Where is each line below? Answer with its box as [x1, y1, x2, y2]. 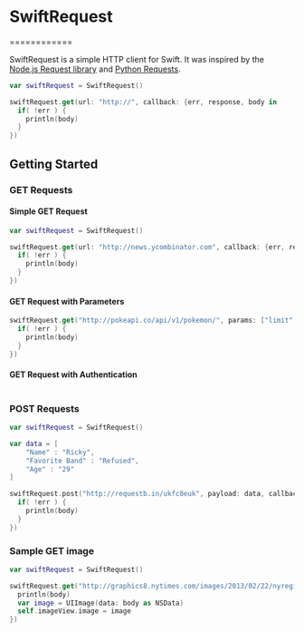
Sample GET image [9, 544, 95, 557]
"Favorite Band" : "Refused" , [25, 456, 140, 465]
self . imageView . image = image [17, 607, 131, 616]
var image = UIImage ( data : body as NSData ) [17, 598, 184, 608]
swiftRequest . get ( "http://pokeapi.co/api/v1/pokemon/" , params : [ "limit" [9, 316, 294, 326]
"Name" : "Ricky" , [25, 447, 95, 457]
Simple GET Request [9, 206, 88, 217]
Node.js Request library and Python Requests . [9, 63, 181, 74]
